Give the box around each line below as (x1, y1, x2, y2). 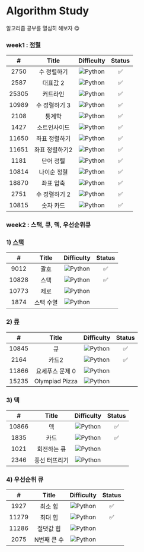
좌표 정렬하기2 (34, 146, 73, 154)
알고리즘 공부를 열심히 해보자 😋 (6, 24, 80, 31)
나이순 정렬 (39, 168, 68, 176)
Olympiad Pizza (34, 377, 78, 385)
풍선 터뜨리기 (34, 456, 69, 465)
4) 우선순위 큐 (6, 475, 44, 484)
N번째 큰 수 (34, 536, 64, 544)
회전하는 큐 (37, 445, 66, 453)
